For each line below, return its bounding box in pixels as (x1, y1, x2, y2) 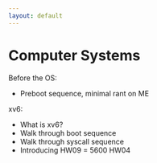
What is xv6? (19, 120, 64, 129)
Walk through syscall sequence (19, 137, 125, 146)
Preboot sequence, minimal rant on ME (19, 88, 150, 98)
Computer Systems (8, 46, 141, 64)
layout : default (8, 11, 63, 20)
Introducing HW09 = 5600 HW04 (19, 145, 131, 155)
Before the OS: (8, 73, 58, 83)
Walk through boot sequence (19, 128, 117, 137)
